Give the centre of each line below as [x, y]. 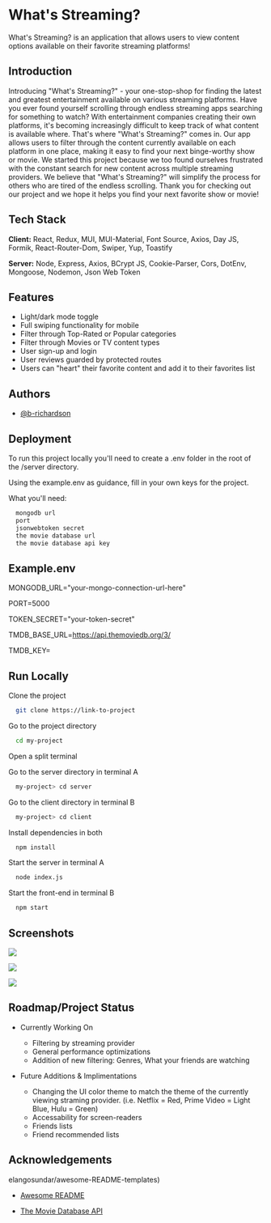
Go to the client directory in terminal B [72, 802]
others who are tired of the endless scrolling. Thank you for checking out [130, 185]
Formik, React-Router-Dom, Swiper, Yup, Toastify [91, 248]
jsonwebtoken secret [50, 528]
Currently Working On [56, 1027]
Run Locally [38, 676]
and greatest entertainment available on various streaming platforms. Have [133, 100]
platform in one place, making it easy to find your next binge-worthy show [131, 151]
